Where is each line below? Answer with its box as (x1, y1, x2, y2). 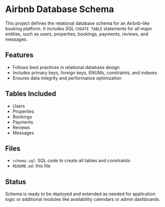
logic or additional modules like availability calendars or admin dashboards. (5, 196, 160, 202)
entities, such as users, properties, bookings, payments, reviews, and (5, 31, 149, 37)
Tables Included (5, 90, 56, 98)
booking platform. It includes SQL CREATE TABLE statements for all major (5, 25, 152, 31)
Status (5, 177, 27, 186)
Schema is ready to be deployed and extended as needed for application (5, 191, 155, 197)
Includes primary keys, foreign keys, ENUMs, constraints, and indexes (12, 70, 157, 76)
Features (5, 51, 34, 59)
